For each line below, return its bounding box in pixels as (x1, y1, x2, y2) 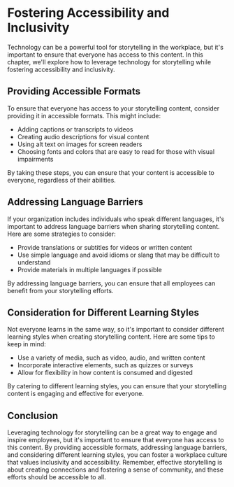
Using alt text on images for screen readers (17, 140, 142, 148)
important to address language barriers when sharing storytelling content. (7, 222, 220, 230)
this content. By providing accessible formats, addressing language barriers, (7, 443, 228, 452)
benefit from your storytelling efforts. (7, 286, 114, 295)
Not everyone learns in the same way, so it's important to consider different (7, 325, 225, 334)
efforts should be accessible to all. (7, 473, 106, 481)
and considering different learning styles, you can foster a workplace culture (7, 451, 228, 459)
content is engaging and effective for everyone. (7, 390, 145, 398)
